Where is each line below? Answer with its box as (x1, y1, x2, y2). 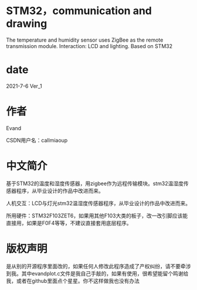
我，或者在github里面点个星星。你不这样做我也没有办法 (6, 277, 140, 284)
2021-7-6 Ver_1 (6, 82, 42, 90)
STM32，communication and (6, 4, 152, 18)
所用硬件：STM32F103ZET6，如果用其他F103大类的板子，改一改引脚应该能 (6, 212, 188, 219)
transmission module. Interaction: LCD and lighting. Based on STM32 (6, 42, 173, 49)
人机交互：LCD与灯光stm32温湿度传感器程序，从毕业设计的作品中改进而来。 (6, 199, 191, 207)
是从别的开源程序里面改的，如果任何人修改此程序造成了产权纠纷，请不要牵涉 (6, 262, 191, 269)
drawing (6, 17, 47, 30)
